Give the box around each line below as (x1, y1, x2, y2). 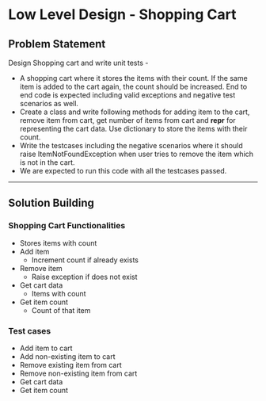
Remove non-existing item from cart (19, 369, 138, 378)
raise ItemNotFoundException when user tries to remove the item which (19, 149, 254, 158)
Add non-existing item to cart (19, 351, 116, 361)
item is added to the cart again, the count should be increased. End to (19, 82, 248, 91)
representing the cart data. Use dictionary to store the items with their (19, 124, 248, 133)
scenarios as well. (19, 99, 79, 108)
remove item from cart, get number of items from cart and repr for (19, 116, 236, 124)
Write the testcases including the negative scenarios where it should (19, 141, 243, 150)
